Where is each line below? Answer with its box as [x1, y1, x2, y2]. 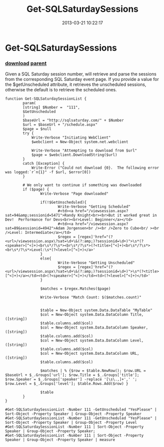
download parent [5, 60, 47, 67]
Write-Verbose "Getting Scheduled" [57, 204, 131, 209]
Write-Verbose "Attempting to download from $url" [31, 148, 137, 153]
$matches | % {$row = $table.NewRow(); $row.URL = [40, 369, 146, 373]
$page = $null [23, 127, 52, 132]
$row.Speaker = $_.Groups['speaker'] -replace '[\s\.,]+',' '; [5, 377, 137, 382]
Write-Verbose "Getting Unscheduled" [57, 261, 135, 265]
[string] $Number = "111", [23, 105, 80, 110]
